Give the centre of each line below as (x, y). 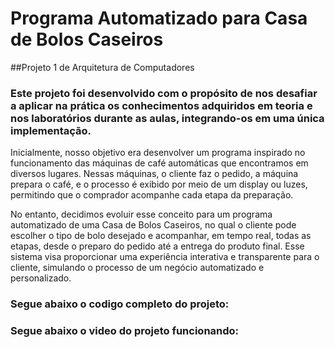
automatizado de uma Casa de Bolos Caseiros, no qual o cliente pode (153, 225)
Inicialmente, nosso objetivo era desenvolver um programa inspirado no (158, 153)
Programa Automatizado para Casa (159, 18)
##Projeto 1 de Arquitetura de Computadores (102, 67)
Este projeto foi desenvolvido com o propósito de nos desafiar (164, 93)
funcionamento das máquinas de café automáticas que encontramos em (159, 163)
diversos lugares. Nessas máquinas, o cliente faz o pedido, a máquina (154, 174)
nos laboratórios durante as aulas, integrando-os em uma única (167, 118)
